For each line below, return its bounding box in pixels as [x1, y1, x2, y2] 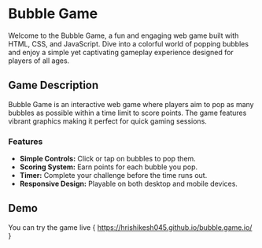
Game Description [8, 79, 99, 92]
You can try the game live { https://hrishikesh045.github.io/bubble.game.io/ [8, 222, 253, 232]
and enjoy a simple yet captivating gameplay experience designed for [8, 47, 234, 57]
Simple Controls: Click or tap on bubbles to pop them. [19, 154, 197, 164]
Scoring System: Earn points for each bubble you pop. [19, 162, 198, 172]
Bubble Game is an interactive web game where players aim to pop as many [8, 99, 254, 109]
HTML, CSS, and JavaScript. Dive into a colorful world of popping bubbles [8, 39, 249, 48]
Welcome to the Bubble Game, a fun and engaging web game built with [8, 31, 239, 40]
